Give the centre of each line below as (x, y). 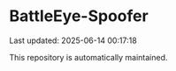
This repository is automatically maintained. (88, 57)
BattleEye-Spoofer (79, 16)
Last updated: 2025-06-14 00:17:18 (73, 40)
